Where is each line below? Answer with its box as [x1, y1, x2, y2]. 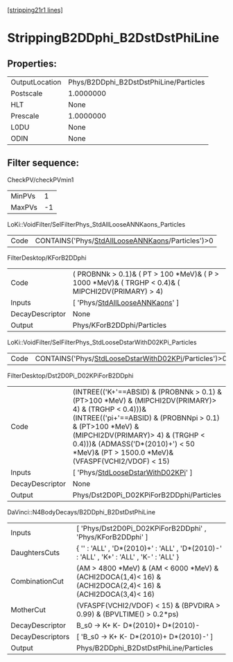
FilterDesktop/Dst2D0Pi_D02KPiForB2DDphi [7, 371, 134, 380]
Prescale [10, 111, 40, 121]
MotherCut [10, 604, 46, 614]
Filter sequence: [7, 157, 80, 169]
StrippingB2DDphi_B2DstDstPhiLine [7, 31, 220, 46]
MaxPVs [10, 202, 38, 212]
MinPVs [10, 191, 36, 200]
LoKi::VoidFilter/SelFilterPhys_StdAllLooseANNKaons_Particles [7, 220, 186, 228]
